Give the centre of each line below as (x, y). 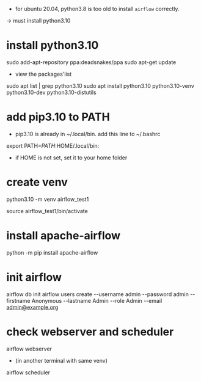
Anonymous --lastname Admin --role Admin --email (97, 300)
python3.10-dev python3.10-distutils (51, 92)
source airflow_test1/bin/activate (47, 211)
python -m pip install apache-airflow (52, 252)
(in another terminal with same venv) (61, 360)
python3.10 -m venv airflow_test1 (48, 199)
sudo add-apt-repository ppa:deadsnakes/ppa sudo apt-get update (91, 62)
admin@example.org (32, 307)
